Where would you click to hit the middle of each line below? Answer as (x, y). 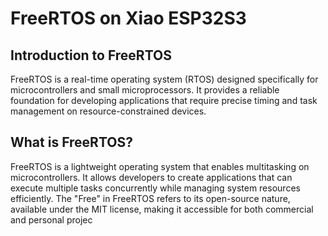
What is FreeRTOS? (71, 142)
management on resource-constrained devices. (108, 111)
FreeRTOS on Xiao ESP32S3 (128, 18)
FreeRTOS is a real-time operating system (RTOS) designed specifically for (164, 79)
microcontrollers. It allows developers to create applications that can (151, 177)
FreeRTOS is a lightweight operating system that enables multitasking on (160, 166)
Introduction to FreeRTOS (91, 55)
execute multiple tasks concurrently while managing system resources (155, 188)
